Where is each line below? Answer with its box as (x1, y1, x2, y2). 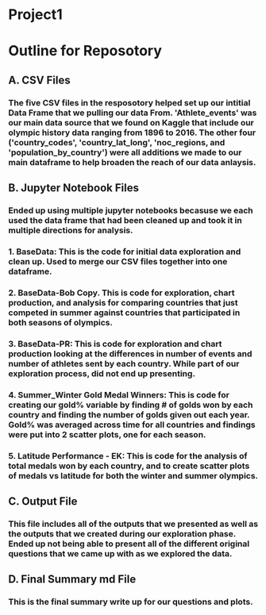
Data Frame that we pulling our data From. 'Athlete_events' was (8, 107, 257, 118)
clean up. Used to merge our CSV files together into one (8, 256, 228, 267)
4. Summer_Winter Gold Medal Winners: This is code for (8, 389, 230, 400)
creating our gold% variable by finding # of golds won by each (8, 399, 253, 410)
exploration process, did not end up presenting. (8, 367, 196, 379)
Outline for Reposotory (8, 42, 163, 60)
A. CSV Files (8, 73, 71, 86)
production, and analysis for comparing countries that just (8, 297, 238, 308)
